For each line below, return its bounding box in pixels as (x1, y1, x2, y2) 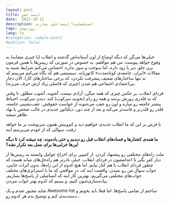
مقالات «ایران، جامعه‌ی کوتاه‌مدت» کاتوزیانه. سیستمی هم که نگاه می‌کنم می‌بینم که (6, 70, 160, 76)
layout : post (6, 7, 33, 13)
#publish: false (6, 40, 40, 45)
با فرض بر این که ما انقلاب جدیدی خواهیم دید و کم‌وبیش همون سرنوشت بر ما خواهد (6, 121, 161, 127)
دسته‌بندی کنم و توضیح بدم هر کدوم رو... (6, 192, 81, 198)
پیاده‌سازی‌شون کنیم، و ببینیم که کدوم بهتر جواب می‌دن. (6, 177, 108, 183)
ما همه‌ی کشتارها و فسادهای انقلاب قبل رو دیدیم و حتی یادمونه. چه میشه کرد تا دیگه (6, 136, 158, 142)
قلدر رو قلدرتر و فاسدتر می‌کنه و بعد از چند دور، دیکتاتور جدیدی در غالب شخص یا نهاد (6, 106, 163, 112)
